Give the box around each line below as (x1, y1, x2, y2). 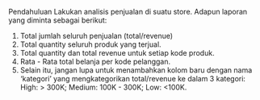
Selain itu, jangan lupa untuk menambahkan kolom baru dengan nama (19, 65, 253, 75)
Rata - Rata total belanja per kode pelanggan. (19, 56, 171, 66)
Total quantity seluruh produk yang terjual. (19, 40, 161, 49)
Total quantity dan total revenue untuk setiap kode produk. (19, 48, 216, 57)
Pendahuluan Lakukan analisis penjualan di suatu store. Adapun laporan (8, 7, 248, 16)
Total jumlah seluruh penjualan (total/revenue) (19, 31, 174, 40)
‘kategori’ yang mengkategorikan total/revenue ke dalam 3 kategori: (19, 74, 246, 83)
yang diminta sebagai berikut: (8, 15, 107, 25)
